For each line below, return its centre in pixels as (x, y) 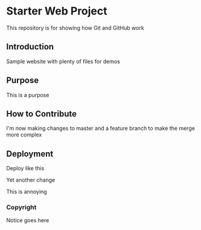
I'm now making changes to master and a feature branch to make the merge (101, 129)
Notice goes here (28, 220)
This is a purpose (28, 95)
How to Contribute (42, 114)
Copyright (21, 208)
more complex (24, 135)
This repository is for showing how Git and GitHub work (75, 28)
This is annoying (27, 192)
